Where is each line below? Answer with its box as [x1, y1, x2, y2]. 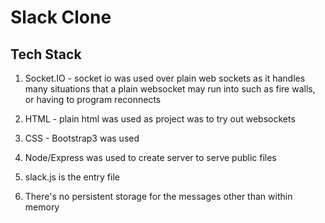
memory [24, 201, 60, 213]
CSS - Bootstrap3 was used [24, 132, 140, 144]
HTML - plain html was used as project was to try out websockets [24, 113, 296, 125]
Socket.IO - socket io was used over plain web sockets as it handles [24, 72, 306, 84]
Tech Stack [10, 46, 82, 63]
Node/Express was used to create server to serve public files [24, 152, 277, 163]
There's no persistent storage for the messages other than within [24, 191, 293, 202]
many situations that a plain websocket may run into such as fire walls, [24, 83, 316, 95]
